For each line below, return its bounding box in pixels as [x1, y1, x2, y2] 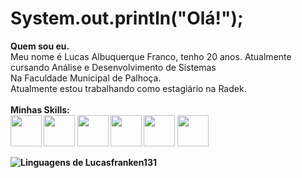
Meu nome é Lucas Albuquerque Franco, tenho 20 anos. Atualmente [10, 50, 292, 62]
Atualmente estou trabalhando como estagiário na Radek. [10, 82, 247, 94]
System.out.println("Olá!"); [10, 7, 244, 30]
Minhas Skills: [10, 103, 70, 116]
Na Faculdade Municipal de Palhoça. [10, 72, 162, 84]
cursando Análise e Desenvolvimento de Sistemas [10, 61, 217, 73]
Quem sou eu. [10, 40, 70, 52]
